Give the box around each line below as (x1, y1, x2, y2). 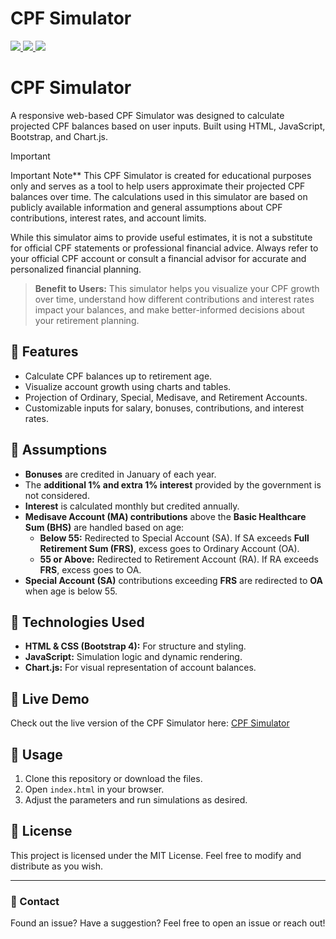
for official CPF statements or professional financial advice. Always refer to (10, 242, 319, 254)
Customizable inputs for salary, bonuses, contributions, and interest (24, 402, 305, 414)
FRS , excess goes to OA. (39, 563, 142, 576)
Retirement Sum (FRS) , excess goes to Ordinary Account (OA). (39, 542, 300, 554)
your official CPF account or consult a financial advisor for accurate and (10, 252, 307, 264)
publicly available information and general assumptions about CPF (10, 201, 283, 213)
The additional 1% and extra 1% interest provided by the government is (24, 478, 322, 491)
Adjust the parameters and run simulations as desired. (24, 793, 248, 806)
